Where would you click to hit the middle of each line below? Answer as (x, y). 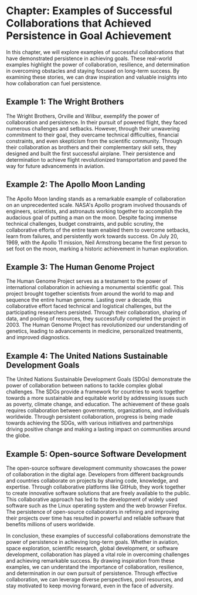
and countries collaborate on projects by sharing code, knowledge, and (92, 481)
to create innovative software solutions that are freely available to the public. (98, 493)
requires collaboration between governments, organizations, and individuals (98, 410)
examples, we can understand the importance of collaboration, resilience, (95, 567)
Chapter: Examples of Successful (89, 11)
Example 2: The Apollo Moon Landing (76, 184)
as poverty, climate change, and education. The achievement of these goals (98, 405)
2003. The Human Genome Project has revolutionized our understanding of (97, 325)
